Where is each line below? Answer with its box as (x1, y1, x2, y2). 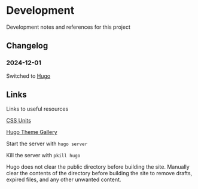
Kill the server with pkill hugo (6, 152, 81, 159)
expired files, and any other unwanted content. (6, 176, 121, 183)
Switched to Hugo (6, 72, 51, 80)
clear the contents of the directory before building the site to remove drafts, (6, 170, 193, 177)
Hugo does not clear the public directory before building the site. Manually (6, 163, 190, 170)
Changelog (6, 41, 48, 51)
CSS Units (6, 117, 32, 124)
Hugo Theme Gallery (6, 129, 58, 136)
